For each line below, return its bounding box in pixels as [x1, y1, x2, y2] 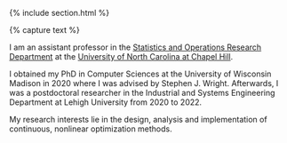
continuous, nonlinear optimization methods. [9, 123, 173, 134]
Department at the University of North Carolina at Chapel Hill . [9, 52, 234, 61]
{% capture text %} [9, 25, 80, 35]
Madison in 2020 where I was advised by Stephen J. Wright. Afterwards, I [9, 78, 279, 88]
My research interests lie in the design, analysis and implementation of [9, 115, 268, 124]
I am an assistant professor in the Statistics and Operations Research [9, 42, 262, 52]
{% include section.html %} [9, 8, 110, 18]
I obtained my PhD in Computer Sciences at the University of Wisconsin [9, 68, 272, 79]
